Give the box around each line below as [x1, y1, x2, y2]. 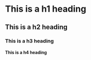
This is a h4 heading [5, 50, 47, 56]
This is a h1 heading [5, 3, 87, 15]
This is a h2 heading [5, 23, 68, 31]
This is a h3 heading [5, 38, 54, 44]
